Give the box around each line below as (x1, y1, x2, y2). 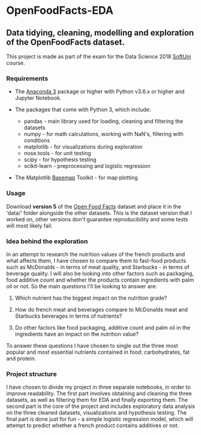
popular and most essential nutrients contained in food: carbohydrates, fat (6, 348, 190, 356)
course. (6, 60, 25, 66)
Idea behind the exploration (6, 237, 88, 245)
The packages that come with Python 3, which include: (14, 106, 151, 113)
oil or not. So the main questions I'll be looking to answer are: (6, 282, 157, 289)
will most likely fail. (6, 222, 53, 229)
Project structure (6, 369, 57, 378)
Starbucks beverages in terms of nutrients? (14, 312, 122, 319)
